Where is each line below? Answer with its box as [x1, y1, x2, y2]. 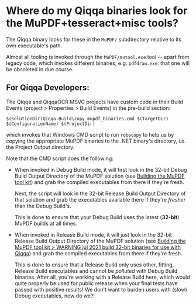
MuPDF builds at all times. [14, 220, 78, 227]
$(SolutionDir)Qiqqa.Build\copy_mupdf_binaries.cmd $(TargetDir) [6, 116, 169, 122]
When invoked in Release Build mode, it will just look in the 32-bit [14, 231, 173, 238]
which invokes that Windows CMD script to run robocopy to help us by [6, 131, 174, 138]
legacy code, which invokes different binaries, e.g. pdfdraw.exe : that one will [6, 60, 190, 67]
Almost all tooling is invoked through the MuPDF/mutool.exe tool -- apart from [6, 53, 190, 60]
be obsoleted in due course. [6, 65, 74, 72]
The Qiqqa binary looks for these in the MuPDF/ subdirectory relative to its [6, 36, 182, 43]
